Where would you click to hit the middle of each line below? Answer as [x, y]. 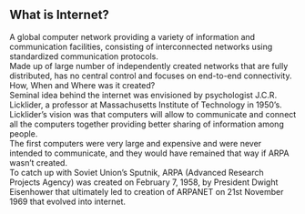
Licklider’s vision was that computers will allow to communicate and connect [153, 114]
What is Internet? [59, 15]
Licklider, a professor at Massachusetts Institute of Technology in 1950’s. [146, 105]
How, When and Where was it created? [82, 85]
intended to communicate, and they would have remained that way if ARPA [149, 153]
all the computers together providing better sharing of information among [147, 124]
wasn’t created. [39, 162]
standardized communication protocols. [84, 56]
